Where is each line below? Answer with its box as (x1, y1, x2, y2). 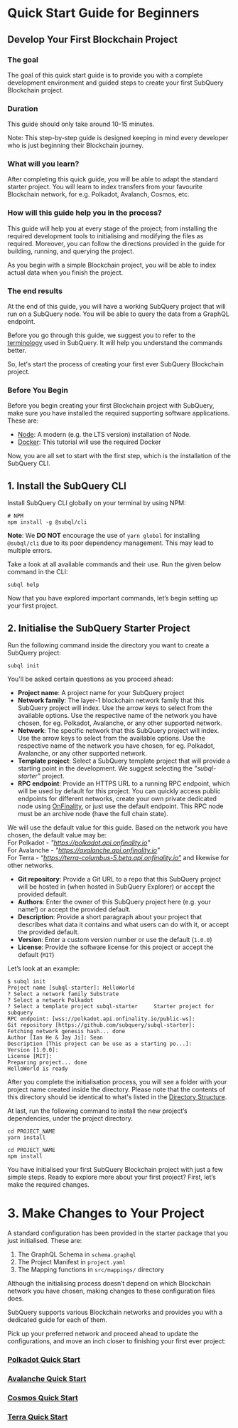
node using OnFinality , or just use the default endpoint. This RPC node (17, 802, 224, 810)
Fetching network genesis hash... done (7, 1027, 126, 1035)
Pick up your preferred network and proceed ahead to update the (7, 1329, 199, 1338)
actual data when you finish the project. (7, 268, 124, 277)
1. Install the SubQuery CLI (7, 480, 126, 492)
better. (7, 347, 27, 355)
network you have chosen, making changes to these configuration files (7, 1286, 215, 1295)
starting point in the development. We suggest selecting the (17, 763, 193, 773)
